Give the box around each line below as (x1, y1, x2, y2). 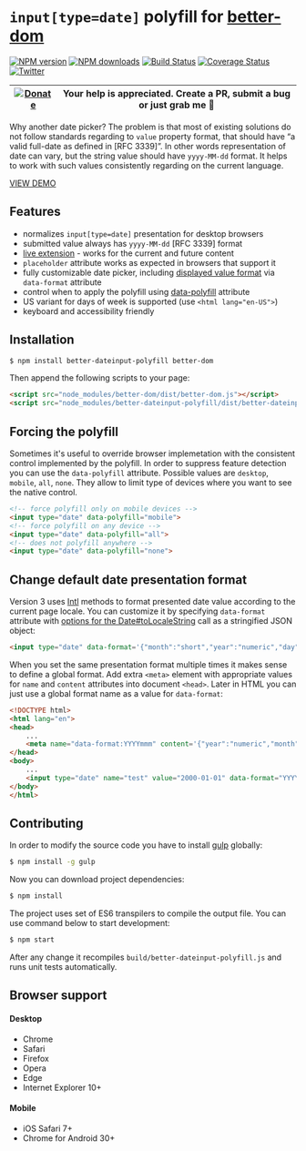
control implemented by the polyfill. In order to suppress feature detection (9, 458, 287, 468)
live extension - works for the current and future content (22, 248, 235, 259)
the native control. (9, 487, 77, 497)
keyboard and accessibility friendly (22, 305, 155, 316)
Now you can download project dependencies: (9, 874, 185, 885)
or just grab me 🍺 (138, 98, 216, 111)
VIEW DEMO (9, 178, 56, 188)
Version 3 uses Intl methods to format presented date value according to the (9, 596, 296, 607)
